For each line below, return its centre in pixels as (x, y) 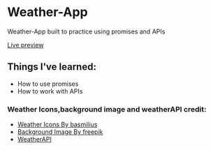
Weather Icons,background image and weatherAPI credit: (107, 109)
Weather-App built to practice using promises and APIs (86, 31)
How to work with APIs (50, 91)
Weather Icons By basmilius (57, 125)
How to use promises (48, 84)
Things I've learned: (52, 67)
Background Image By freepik (60, 132)
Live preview (25, 45)
